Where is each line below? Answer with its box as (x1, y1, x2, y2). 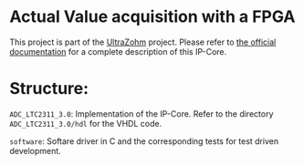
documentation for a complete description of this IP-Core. (9, 46, 227, 57)
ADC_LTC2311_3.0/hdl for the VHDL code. (9, 118, 162, 129)
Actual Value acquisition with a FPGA (9, 6, 296, 27)
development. (9, 145, 61, 156)
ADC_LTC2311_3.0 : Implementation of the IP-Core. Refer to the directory (9, 108, 274, 119)
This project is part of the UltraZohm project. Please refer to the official (9, 36, 277, 47)
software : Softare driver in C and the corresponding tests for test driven (9, 135, 279, 147)
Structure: (9, 78, 89, 99)
